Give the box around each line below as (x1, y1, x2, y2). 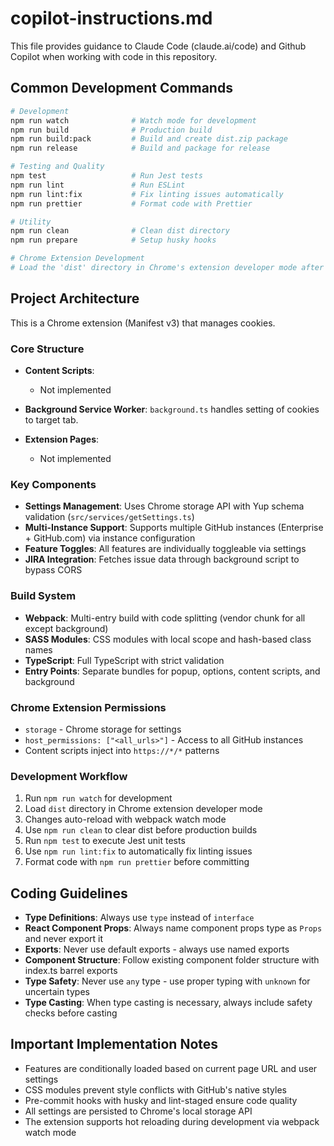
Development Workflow (10, 769, 128, 783)
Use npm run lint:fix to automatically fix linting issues (24, 845, 253, 857)
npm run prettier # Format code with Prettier (10, 198, 253, 209)
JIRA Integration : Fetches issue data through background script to (24, 553, 300, 566)
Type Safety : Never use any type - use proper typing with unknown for (24, 975, 311, 987)
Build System (10, 589, 77, 603)
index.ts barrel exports (24, 964, 118, 976)
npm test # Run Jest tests (10, 171, 203, 181)
